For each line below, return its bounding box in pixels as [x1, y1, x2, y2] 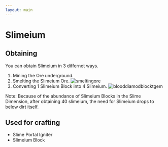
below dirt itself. [5, 104, 39, 110]
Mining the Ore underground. [12, 72, 74, 78]
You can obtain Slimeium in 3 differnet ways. [5, 63, 98, 69]
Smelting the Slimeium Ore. [12, 78, 70, 84]
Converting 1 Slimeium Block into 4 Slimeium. [12, 83, 108, 89]
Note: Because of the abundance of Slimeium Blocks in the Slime [5, 93, 141, 99]
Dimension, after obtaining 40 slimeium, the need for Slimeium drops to [5, 98, 154, 104]
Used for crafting [5, 118, 60, 127]
